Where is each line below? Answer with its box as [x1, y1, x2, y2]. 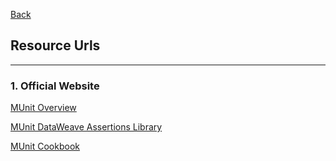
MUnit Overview [10, 102, 77, 114]
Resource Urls [10, 37, 101, 54]
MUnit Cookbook [10, 140, 80, 153]
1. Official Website [10, 79, 100, 93]
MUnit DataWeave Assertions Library [10, 121, 163, 133]
